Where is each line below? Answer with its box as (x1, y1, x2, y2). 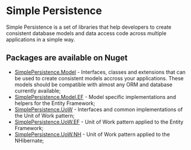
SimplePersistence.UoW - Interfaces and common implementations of (14, 105, 183, 112)
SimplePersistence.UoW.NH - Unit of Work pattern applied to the (14, 131, 171, 138)
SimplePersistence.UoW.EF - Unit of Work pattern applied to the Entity (14, 118, 184, 125)
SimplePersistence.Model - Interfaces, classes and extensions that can (14, 69, 186, 76)
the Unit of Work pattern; (14, 112, 75, 119)
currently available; (14, 87, 61, 94)
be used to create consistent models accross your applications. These (14, 74, 184, 81)
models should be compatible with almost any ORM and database (14, 81, 173, 88)
